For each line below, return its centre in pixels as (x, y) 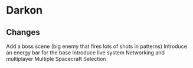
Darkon (24, 10)
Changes (23, 32)
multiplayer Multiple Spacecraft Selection (56, 59)
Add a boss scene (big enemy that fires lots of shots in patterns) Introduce (97, 46)
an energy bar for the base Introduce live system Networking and (86, 53)
